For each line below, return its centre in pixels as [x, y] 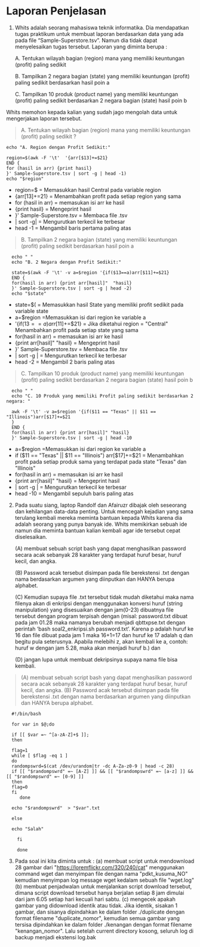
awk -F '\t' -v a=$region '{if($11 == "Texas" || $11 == [84, 412]
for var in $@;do [33, 724]
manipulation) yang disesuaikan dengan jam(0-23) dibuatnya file [94, 610]
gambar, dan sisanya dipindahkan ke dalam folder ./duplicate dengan [100, 912]
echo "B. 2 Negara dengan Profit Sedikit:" [66, 262]
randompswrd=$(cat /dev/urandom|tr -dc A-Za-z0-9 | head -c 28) [93, 766]
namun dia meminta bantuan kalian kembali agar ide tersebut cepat [98, 530]
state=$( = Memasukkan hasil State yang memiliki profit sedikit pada [99, 304]
